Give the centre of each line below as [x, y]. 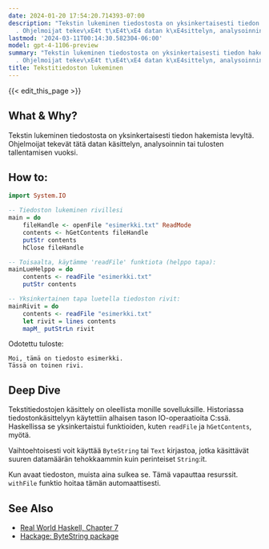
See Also [31, 509]
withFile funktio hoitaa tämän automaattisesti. [85, 483]
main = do [25, 218]
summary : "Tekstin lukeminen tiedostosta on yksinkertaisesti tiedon [127, 53]
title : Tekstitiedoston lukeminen [66, 68]
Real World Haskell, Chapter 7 [69, 527]
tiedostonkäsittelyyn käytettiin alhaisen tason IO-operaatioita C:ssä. [119, 418]
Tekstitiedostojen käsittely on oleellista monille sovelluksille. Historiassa [126, 410]
